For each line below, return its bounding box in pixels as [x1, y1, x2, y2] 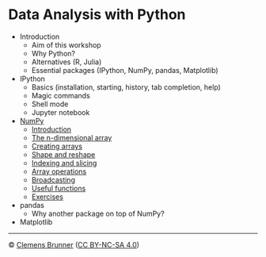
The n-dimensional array [31, 132, 112, 142]
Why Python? [31, 48, 75, 58]
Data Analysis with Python [8, 6, 186, 24]
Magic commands [31, 90, 91, 100]
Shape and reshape [31, 149, 96, 159]
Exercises [31, 192, 63, 201]
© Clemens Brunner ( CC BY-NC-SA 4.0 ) [8, 240, 140, 249]
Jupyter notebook [31, 107, 90, 117]
